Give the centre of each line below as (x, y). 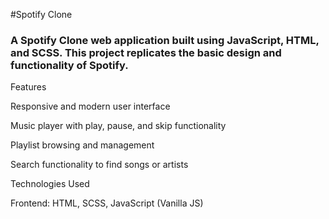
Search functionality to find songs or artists (99, 165)
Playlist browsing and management (82, 145)
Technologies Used (50, 184)
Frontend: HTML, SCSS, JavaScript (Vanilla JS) (107, 203)
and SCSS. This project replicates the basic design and (146, 52)
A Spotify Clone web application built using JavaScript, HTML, (165, 40)
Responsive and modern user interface (90, 106)
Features (28, 87)
